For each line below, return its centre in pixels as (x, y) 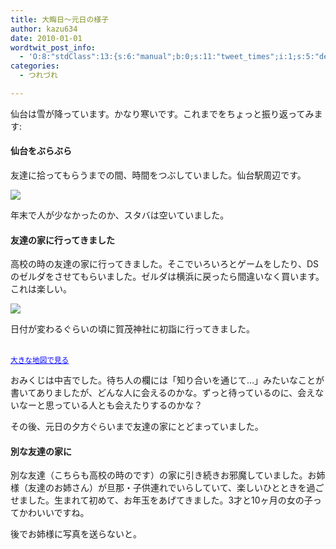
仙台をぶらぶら (41, 151)
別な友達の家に (41, 451)
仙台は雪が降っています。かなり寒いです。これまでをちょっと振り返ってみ (162, 113)
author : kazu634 (44, 29)
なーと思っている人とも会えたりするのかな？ (110, 405)
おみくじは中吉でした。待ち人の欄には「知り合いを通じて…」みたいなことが (167, 380)
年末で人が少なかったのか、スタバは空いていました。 (120, 215)
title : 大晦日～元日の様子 (60, 19)
